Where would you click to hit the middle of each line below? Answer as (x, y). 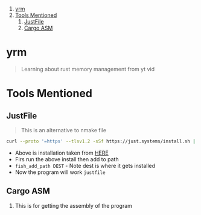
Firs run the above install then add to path (67, 159)
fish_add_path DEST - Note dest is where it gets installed (85, 165)
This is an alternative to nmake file (64, 130)
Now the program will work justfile (60, 172)
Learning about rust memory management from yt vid (88, 69)
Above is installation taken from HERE (62, 153)
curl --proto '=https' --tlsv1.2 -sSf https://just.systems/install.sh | (101, 141)
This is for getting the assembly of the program (74, 205)
